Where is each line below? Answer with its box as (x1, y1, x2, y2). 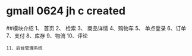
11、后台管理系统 (6, 45, 43, 51)
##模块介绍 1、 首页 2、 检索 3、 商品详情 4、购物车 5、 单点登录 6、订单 (6, 24, 187, 32)
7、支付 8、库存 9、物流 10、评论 (6, 32, 88, 39)
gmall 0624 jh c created (6, 4, 126, 18)
